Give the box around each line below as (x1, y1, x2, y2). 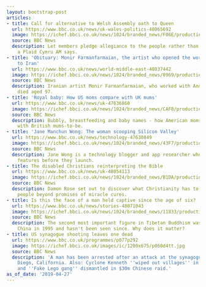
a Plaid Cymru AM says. (17, 49, 78, 55)
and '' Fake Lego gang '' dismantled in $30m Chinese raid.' (17, 266, 172, 272)
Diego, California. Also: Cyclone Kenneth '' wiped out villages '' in (17, 260, 199, 266)
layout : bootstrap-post (6, 9, 67, 15)
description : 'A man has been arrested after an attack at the (12, 254, 177, 261)
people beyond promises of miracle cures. (17, 191, 128, 197)
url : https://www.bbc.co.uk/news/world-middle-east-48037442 (12, 66, 172, 72)
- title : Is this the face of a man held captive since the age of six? (6, 197, 196, 203)
